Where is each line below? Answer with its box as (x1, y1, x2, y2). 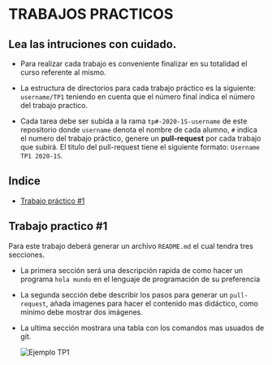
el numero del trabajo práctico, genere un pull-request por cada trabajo (19, 133, 261, 143)
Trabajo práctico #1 (19, 196, 85, 206)
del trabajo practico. (19, 101, 88, 110)
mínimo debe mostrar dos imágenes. (19, 306, 144, 317)
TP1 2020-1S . (19, 151, 63, 160)
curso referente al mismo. (19, 67, 107, 77)
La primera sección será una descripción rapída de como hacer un (19, 265, 244, 275)
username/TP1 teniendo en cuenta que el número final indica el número (19, 92, 256, 102)
